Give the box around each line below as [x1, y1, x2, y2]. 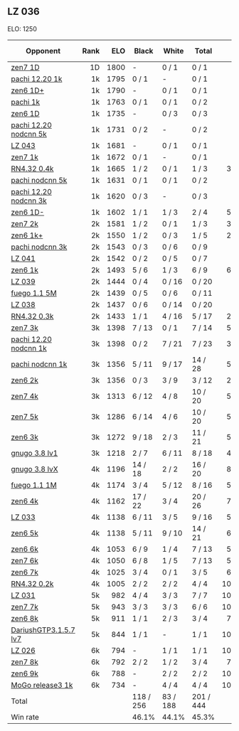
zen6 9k [11, 668, 39, 678]
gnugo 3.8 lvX [11, 464, 58, 474]
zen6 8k [11, 613, 39, 623]
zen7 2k [11, 218, 39, 228]
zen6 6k [11, 544, 39, 554]
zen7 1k [11, 152, 39, 162]
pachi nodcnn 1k [11, 359, 68, 369]
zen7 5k [11, 412, 39, 422]
